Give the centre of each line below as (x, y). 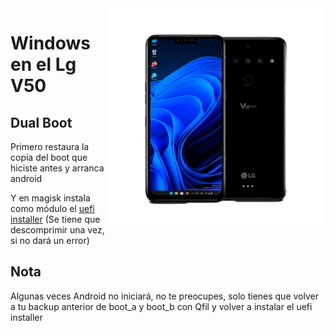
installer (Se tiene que (55, 219)
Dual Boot (41, 122)
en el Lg (43, 64)
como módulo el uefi (52, 208)
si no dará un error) (50, 240)
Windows (50, 43)
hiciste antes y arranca (57, 168)
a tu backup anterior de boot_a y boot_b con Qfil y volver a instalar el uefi (161, 306)
